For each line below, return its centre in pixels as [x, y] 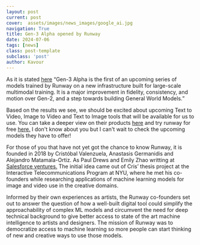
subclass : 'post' [28, 56]
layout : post [23, 12]
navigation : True [28, 29]
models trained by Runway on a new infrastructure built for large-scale [94, 85]
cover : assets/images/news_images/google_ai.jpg [70, 23]
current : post [24, 17]
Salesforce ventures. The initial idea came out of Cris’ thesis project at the [98, 166]
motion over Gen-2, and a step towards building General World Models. [94, 98]
